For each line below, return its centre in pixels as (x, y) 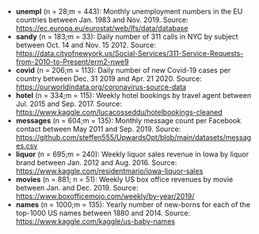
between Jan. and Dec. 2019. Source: (77, 188)
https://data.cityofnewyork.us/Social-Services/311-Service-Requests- (129, 53)
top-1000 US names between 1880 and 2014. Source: (103, 213)
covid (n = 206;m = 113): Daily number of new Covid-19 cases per (123, 70)
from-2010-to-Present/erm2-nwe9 (72, 62)
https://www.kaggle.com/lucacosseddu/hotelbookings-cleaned (119, 112)
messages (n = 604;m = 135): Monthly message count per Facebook (128, 121)
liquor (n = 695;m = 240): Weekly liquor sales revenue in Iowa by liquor (132, 154)
